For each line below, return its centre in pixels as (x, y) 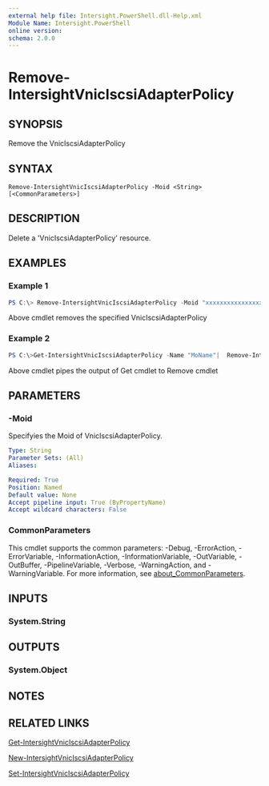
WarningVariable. (37, 573)
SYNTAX (31, 169)
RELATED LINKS (49, 723)
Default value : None (43, 495)
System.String (37, 621)
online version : (35, 30)
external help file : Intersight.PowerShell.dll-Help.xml (105, 16)
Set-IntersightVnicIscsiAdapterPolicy (69, 773)
